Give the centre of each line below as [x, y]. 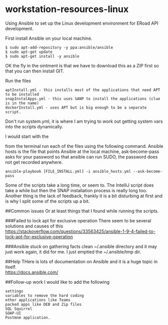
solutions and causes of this [34, 226]
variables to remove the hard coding [45, 295]
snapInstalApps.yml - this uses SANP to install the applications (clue [83, 99]
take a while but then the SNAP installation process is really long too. [76, 190]
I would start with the [27, 136]
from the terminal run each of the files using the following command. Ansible [85, 146]
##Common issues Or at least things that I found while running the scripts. [82, 211]
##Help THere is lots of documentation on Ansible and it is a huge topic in [81, 261]
